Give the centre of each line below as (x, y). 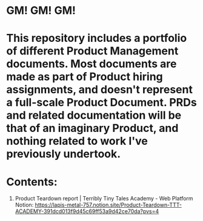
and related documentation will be (94, 115)
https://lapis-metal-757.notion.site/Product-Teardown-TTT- (108, 205)
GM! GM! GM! (41, 11)
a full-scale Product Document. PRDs (101, 103)
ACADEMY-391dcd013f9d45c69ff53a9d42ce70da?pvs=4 (87, 211)
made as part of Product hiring (85, 77)
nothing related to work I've (77, 141)
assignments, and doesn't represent (99, 90)
